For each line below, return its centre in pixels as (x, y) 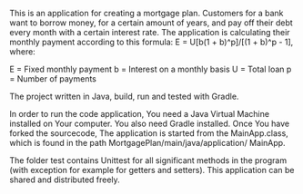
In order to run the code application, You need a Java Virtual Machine (140, 114)
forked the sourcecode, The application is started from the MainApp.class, (149, 133)
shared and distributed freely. (65, 179)
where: (23, 52)
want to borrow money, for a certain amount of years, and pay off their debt (151, 23)
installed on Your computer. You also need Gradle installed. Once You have (150, 123)
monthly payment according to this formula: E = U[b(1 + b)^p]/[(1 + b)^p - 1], (151, 42)
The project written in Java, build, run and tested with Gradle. (124, 96)
